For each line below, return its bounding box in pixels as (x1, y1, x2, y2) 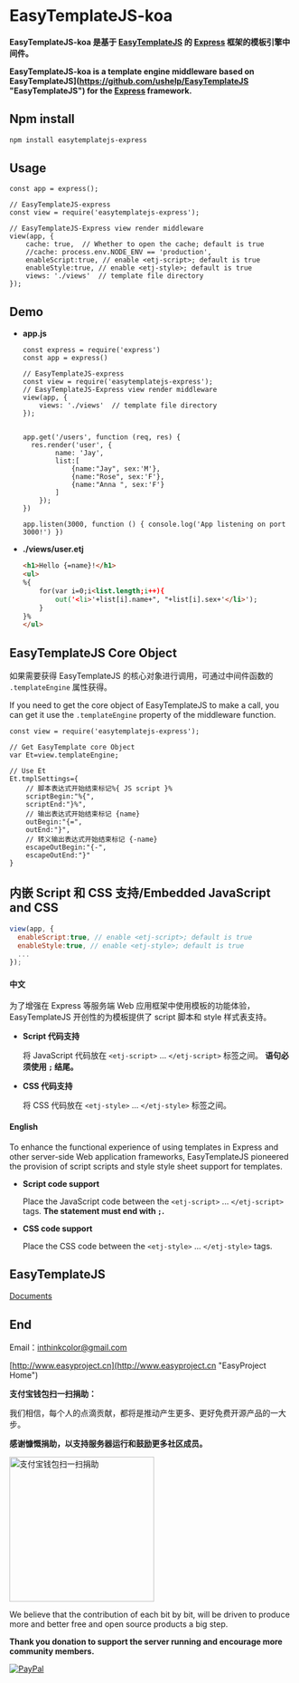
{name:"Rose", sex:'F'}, (70, 473, 165, 482)
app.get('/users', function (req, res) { (22, 433, 181, 442)
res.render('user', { (31, 441, 113, 450)
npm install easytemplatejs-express (9, 135, 147, 145)
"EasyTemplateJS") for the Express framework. (9, 85, 192, 96)
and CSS (9, 900, 59, 915)
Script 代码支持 (22, 1031, 80, 1042)
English (9, 1122, 39, 1133)
